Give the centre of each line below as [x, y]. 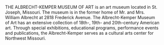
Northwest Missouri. [25, 38]
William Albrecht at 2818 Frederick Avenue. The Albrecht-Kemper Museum [80, 17]
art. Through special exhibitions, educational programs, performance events [82, 28]
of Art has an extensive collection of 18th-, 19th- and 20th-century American [82, 22]
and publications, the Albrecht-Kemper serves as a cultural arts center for [79, 33]
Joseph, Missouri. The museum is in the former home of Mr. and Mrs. [75, 12]
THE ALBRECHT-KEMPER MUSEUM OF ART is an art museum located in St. [81, 7]
